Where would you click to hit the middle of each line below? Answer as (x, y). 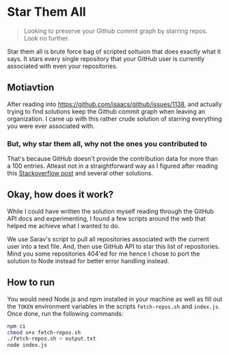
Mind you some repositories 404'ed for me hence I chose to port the (104, 254)
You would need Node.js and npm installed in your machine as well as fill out (115, 299)
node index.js (27, 345)
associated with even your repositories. (63, 66)
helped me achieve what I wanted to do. (63, 225)
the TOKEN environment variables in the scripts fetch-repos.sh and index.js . (114, 306)
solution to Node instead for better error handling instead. (88, 260)
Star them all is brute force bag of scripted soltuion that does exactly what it (114, 51)
